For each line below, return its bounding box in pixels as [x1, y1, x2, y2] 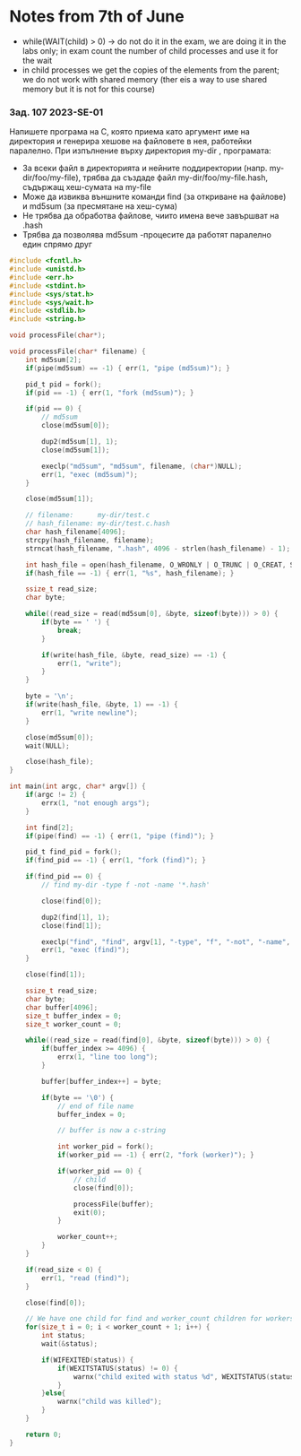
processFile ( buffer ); [73, 1200, 154, 1209]
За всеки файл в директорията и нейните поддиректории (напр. [21, 163, 268, 174]
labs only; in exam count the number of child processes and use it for [21, 45, 279, 56]
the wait [21, 55, 53, 65]
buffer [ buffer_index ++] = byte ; [41, 1077, 163, 1086]
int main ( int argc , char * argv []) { [9, 782, 146, 791]
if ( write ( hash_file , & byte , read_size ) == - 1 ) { [41, 650, 227, 660]
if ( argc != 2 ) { [25, 791, 87, 800]
